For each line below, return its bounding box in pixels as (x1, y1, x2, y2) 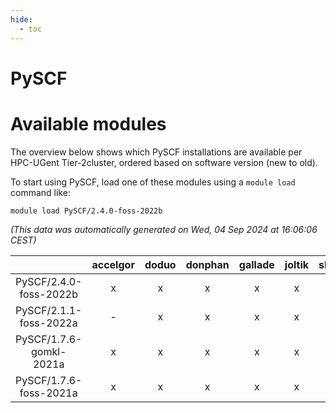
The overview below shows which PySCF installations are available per (10, 146, 303, 158)
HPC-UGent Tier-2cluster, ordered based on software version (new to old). (10, 156, 318, 168)
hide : (10, 14, 33, 25)
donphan (185, 257, 230, 271)
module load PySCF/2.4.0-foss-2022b (10, 206, 163, 216)
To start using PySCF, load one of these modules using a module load (10, 176, 296, 188)
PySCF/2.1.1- (15, 303, 83, 317)
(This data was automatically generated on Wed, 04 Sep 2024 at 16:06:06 (10, 223, 318, 235)
